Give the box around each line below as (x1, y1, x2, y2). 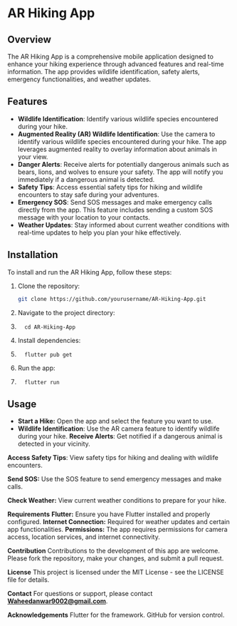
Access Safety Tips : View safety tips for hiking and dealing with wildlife (7, 453, 218, 462)
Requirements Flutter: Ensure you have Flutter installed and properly (7, 510, 211, 518)
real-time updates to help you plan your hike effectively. (17, 228, 181, 237)
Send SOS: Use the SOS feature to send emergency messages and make (7, 475, 222, 483)
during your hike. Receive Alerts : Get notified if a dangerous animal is (17, 432, 223, 441)
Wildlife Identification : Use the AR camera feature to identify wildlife (17, 424, 220, 433)
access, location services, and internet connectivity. (7, 533, 160, 541)
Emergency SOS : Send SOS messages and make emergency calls (17, 197, 212, 206)
